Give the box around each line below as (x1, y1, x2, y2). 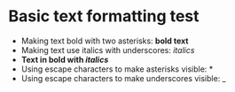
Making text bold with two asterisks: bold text (20, 35, 189, 46)
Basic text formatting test (8, 6, 200, 27)
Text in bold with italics (20, 54, 109, 65)
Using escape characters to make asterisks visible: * (20, 64, 214, 74)
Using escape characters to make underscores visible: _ (20, 73, 227, 83)
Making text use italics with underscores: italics (20, 44, 195, 55)
